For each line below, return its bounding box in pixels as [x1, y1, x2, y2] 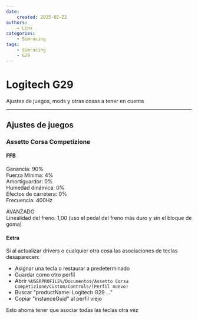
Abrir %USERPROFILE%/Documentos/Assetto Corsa [14, 278, 129, 285]
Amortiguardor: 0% [6, 178, 53, 185]
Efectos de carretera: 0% [6, 190, 68, 198]
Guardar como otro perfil [14, 271, 75, 278]
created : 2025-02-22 [16, 14, 67, 20]
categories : [6, 31, 35, 37]
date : [6, 8, 19, 15]
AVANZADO [6, 208, 35, 215]
